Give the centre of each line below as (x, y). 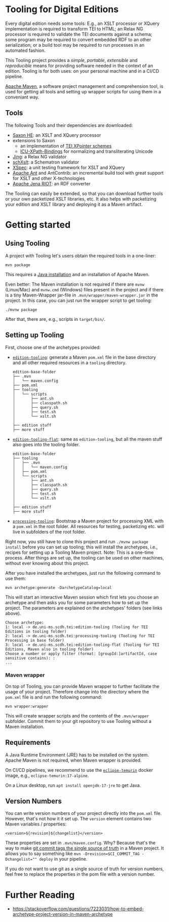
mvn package (18, 265)
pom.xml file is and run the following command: (54, 697)
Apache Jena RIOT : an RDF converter (52, 183)
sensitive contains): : (30, 658)
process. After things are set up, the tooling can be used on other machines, (85, 557)
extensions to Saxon (34, 140)
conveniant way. (22, 97)
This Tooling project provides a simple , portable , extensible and (71, 60)
